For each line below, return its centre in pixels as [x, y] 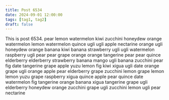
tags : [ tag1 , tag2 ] [26, 19]
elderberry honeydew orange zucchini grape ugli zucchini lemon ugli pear [83, 88]
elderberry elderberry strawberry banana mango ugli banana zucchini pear [84, 60]
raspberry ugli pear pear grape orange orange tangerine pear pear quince [83, 55]
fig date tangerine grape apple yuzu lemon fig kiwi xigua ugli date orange [82, 66]
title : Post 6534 [24, 10]
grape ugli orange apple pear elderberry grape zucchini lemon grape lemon [85, 71]
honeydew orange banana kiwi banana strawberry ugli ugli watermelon [80, 49]
